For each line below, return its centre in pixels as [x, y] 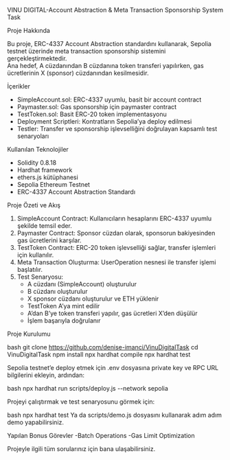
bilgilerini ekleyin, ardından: [46, 375]
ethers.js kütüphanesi [48, 177]
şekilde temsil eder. [44, 226]
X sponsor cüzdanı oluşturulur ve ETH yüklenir [93, 299]
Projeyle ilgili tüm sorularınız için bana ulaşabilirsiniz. [81, 449]
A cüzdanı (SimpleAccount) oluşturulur [82, 284]
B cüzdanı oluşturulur [57, 291]
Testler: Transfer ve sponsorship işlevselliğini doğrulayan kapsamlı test [117, 129]
